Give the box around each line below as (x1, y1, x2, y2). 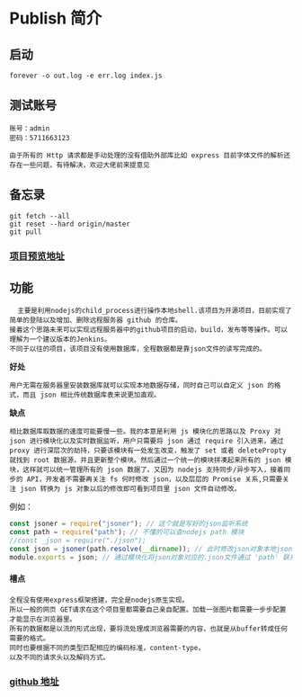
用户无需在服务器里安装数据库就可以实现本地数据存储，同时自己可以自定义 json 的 (9, 381, 275, 390)
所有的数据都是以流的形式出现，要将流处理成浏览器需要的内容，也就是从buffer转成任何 (9, 624, 288, 633)
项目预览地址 (9, 249, 66, 262)
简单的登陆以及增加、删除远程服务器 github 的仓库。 (9, 316, 182, 325)
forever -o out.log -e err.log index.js (9, 71, 164, 80)
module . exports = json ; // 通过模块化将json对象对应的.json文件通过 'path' (9, 552, 280, 562)
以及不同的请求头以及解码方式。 (9, 653, 111, 662)
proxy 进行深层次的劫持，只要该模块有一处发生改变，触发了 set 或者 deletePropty (9, 446, 287, 455)
